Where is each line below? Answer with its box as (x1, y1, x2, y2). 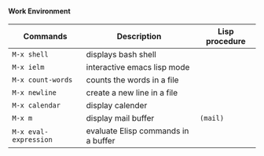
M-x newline (12, 89, 57, 97)
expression (12, 136, 53, 144)
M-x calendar (12, 101, 61, 110)
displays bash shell (86, 49, 157, 60)
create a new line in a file (86, 87, 178, 98)
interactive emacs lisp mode (86, 62, 190, 73)
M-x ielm (12, 63, 45, 72)
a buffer (86, 136, 115, 147)
